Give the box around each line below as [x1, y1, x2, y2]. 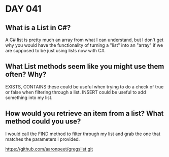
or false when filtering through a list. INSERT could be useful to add [5, 89, 146, 95]
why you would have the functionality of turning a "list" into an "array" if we [5, 42, 163, 48]
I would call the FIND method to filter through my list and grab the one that [5, 131, 161, 137]
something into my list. [5, 95, 53, 101]
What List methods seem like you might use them [5, 62, 164, 71]
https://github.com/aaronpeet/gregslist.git [5, 146, 93, 152]
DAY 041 [5, 3, 42, 15]
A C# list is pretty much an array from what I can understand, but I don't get [5, 37, 164, 43]
